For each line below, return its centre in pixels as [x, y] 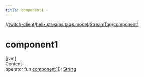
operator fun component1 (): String [41, 69]
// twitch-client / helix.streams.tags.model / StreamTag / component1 [72, 24]
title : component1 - [27, 10]
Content [14, 64]
